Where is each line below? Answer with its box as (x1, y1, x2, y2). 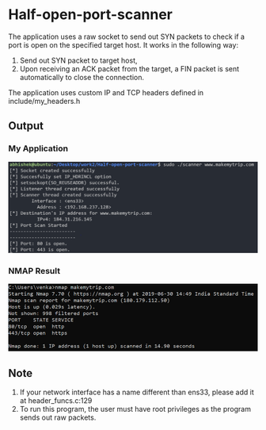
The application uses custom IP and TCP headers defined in (8, 87, 204, 97)
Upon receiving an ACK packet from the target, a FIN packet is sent (19, 63, 240, 73)
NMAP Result (8, 266, 61, 277)
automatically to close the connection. (19, 72, 145, 82)
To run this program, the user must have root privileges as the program (19, 405, 252, 414)
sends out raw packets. (19, 413, 97, 422)
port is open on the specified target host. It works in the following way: (8, 40, 239, 49)
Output (8, 119, 44, 132)
